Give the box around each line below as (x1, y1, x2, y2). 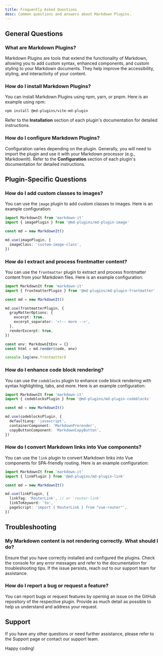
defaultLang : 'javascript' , (9, 419, 67, 424)
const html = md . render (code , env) (5, 346, 77, 351)
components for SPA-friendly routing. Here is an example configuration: (5, 460, 149, 466)
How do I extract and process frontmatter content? (5, 258, 127, 265)
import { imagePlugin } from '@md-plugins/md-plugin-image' (5, 220, 130, 225)
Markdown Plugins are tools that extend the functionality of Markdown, (5, 55, 147, 61)
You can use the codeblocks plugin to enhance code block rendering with (5, 377, 152, 383)
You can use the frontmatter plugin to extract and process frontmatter (5, 269, 146, 275)
